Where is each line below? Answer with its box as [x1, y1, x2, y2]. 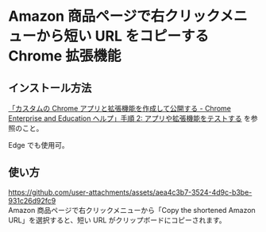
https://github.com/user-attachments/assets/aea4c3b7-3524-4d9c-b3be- [8, 188, 253, 197]
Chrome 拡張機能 [8, 47, 121, 65]
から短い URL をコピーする [36, 27, 209, 45]
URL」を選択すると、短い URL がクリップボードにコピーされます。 [8, 215, 226, 225]
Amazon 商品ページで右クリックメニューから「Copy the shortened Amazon [8, 205, 256, 215]
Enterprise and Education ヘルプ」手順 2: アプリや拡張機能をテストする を [8, 114, 252, 123]
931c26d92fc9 [8, 195, 56, 205]
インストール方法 [8, 81, 92, 95]
